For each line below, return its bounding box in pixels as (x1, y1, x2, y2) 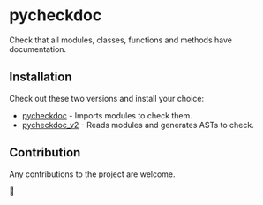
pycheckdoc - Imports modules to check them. (21, 110, 192, 120)
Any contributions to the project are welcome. (9, 169, 176, 179)
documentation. (9, 43, 67, 54)
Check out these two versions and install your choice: (9, 93, 205, 103)
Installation (9, 70, 72, 85)
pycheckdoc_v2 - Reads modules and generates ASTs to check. (21, 119, 254, 130)
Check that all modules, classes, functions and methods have (9, 34, 232, 45)
